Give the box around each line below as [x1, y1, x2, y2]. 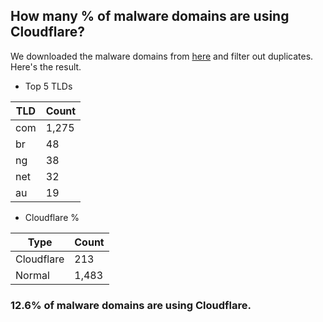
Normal [15, 268, 50, 282]
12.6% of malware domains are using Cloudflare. [10, 298, 252, 312]
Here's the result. [10, 60, 82, 73]
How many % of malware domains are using [10, 8, 290, 25]
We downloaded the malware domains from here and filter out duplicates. [10, 50, 314, 62]
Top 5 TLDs [24, 80, 73, 92]
